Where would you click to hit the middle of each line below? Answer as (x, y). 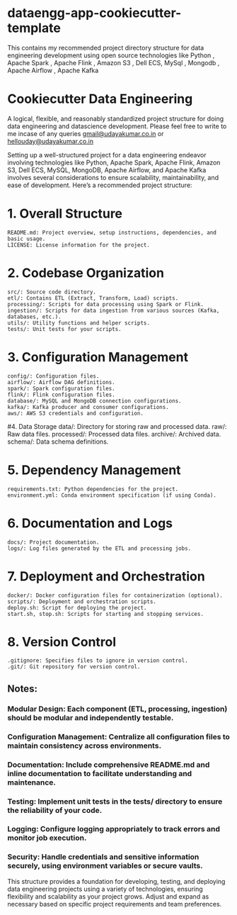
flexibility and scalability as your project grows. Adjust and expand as (108, 896)
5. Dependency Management (94, 470)
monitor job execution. (47, 838)
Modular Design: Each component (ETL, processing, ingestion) (117, 709)
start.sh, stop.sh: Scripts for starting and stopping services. (105, 614)
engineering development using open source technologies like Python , (111, 55)
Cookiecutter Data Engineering (100, 99)
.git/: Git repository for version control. (74, 667)
